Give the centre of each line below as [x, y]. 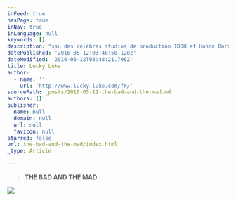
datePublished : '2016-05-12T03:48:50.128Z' [72, 53]
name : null [29, 112]
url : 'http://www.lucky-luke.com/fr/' [77, 86]
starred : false [29, 138]
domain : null [33, 118]
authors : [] [25, 99]
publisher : [23, 105]
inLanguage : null [33, 33]
